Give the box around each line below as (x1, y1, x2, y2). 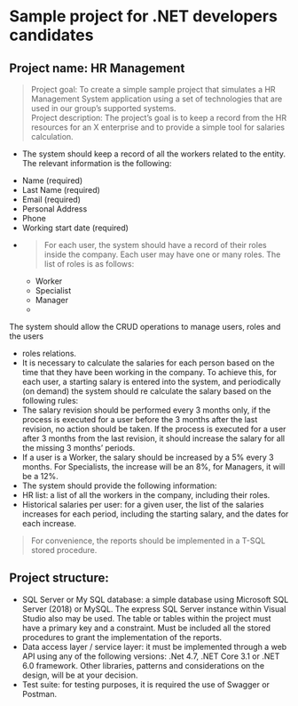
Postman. (21, 688, 58, 699)
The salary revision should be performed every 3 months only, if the (21, 405, 271, 415)
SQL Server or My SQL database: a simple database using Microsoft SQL (21, 594, 289, 605)
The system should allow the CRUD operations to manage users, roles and (9, 322, 281, 332)
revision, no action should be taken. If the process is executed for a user (21, 424, 286, 434)
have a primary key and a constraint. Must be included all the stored (21, 622, 271, 633)
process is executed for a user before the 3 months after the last (21, 414, 258, 424)
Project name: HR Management (9, 60, 185, 76)
